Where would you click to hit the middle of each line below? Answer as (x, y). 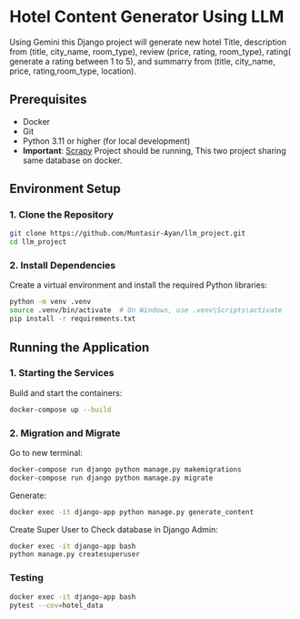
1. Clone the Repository (61, 215)
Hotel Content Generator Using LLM (147, 17)
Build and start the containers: (66, 392)
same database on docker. (72, 160)
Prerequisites (48, 100)
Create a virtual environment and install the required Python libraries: (139, 285)
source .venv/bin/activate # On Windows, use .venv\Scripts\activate (146, 310)
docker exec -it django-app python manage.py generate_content (132, 512)
